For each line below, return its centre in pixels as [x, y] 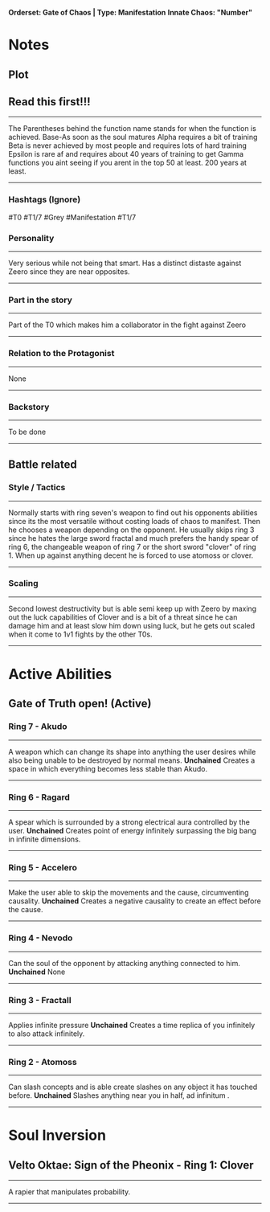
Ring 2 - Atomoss [43, 1062]
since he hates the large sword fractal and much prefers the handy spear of [133, 538]
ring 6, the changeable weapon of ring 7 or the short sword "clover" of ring [133, 547]
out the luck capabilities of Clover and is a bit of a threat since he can [123, 617]
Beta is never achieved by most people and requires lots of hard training [128, 145]
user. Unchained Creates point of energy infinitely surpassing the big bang [133, 831]
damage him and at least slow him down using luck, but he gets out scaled [132, 625]
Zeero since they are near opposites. [69, 271]
